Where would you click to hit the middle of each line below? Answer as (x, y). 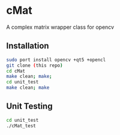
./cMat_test (21, 126)
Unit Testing (29, 106)
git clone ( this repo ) (34, 65)
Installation (28, 46)
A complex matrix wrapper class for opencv (60, 27)
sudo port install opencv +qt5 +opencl (56, 60)
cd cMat (16, 71)
